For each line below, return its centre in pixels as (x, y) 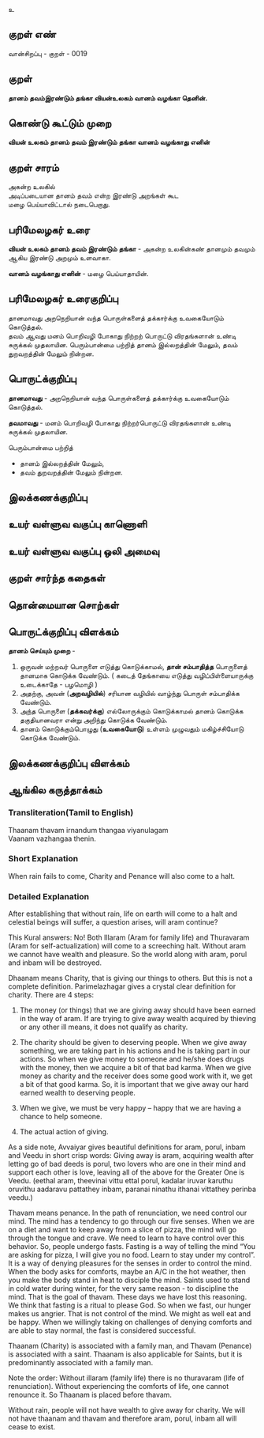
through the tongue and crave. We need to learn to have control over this (126, 1238)
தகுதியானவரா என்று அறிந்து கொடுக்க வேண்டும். (93, 720)
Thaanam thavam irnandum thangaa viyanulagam (88, 830)
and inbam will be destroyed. (55, 963)
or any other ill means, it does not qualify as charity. (104, 1027)
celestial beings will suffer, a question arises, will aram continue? (113, 922)
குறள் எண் (32, 34)
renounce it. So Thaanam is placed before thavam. (90, 1395)
